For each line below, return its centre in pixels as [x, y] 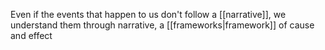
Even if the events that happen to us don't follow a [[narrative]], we [148, 14]
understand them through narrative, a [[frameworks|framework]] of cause [162, 25]
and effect [31, 35]
